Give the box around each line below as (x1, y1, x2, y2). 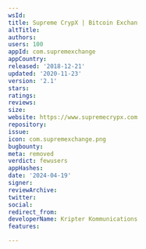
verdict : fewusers (8, 157, 68, 165)
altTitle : (8, 26, 41, 34)
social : (8, 200, 34, 208)
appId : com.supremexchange (8, 48, 96, 56)
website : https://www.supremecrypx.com (8, 114, 138, 121)
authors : (8, 33, 37, 41)
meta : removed (8, 150, 55, 157)
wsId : (8, 11, 26, 20)
